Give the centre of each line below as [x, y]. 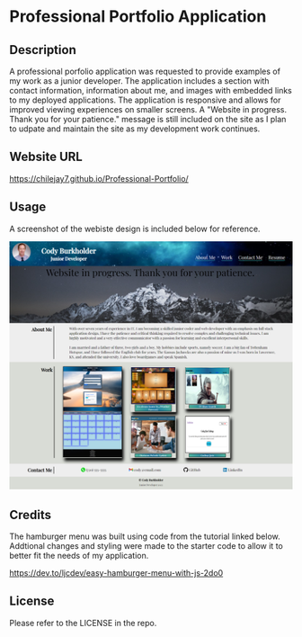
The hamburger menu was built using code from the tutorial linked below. [145, 536]
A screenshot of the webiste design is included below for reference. [135, 229]
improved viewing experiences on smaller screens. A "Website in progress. [148, 109]
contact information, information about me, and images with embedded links [151, 90]
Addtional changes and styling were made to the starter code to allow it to [146, 545]
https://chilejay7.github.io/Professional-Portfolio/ [99, 178]
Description [43, 50]
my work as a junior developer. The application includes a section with [139, 81]
